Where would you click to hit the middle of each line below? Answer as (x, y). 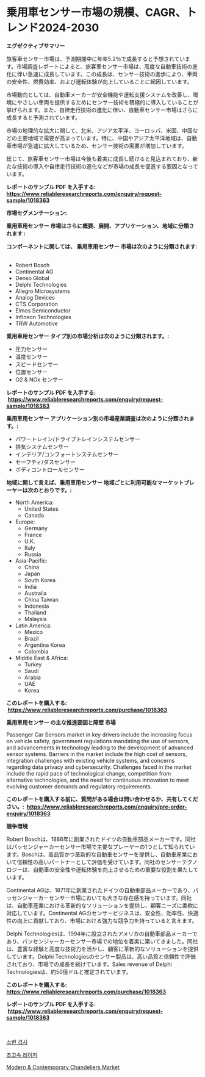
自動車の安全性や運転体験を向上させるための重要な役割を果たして (116, 870)
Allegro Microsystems (42, 291)
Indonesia (37, 606)
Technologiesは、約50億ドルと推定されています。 (69, 971)
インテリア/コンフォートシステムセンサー (67, 454)
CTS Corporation (36, 304)
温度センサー (31, 356)
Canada (34, 515)
